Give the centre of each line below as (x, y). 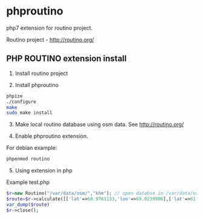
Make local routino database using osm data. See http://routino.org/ (99, 125)
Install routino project (41, 73)
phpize (14, 96)
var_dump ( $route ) (28, 204)
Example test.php (28, 182)
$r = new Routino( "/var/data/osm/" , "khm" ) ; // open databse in (85, 194)
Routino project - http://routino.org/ (50, 39)
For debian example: (32, 148)
